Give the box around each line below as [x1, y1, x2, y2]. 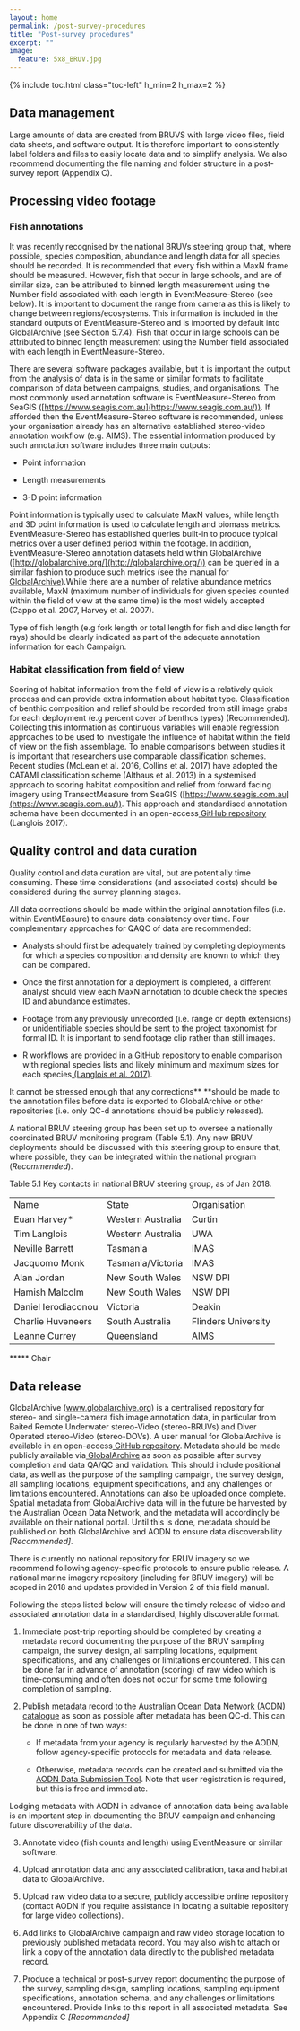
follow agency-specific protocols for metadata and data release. [35, 1747, 273, 1758]
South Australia [107, 1314, 172, 1327]
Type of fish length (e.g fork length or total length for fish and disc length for [9, 621, 291, 633]
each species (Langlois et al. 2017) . [21, 1068, 153, 1079]
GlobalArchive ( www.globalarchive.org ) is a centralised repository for [9, 1402, 265, 1413]
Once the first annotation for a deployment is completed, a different [21, 976, 271, 988]
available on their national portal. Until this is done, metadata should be [9, 1517, 271, 1527]
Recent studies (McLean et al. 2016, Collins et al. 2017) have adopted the [9, 760, 278, 770]
